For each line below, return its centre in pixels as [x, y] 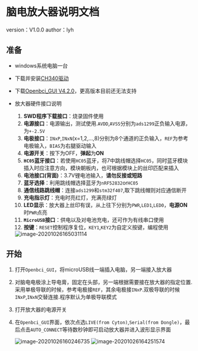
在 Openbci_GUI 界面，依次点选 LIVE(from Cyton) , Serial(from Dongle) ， [100, 322]
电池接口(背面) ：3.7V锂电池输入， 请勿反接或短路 [83, 175]
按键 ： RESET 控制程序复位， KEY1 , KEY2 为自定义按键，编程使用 [96, 227]
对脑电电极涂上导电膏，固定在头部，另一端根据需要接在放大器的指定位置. [103, 282]
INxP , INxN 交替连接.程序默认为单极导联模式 [66, 296]
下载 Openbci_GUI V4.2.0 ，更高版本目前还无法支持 [76, 91]
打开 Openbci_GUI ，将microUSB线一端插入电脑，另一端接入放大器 [93, 269]
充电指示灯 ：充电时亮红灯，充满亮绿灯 [70, 197]
